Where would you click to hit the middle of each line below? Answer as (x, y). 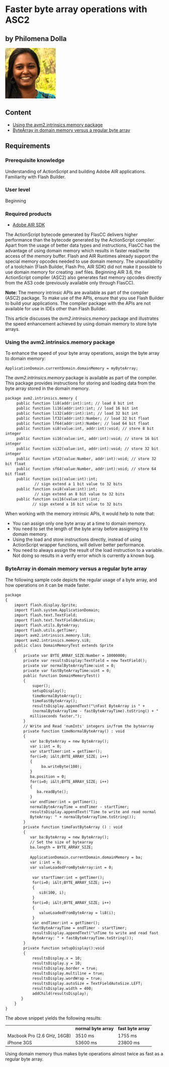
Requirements (28, 146)
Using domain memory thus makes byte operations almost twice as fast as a (84, 1054)
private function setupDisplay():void (64, 948)
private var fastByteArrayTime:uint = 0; (67, 670)
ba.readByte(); (53, 792)
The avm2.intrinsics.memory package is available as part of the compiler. (81, 378)
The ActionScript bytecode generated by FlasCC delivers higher (72, 235)
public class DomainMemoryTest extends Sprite (64, 645)
